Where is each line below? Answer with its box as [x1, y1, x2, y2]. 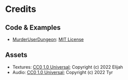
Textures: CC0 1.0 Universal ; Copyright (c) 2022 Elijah [12, 64, 124, 70]
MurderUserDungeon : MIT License [12, 36, 84, 42]
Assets [5, 51, 27, 59]
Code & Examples [5, 23, 61, 32]
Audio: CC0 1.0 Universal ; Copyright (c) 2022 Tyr [12, 69, 113, 75]
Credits [5, 3, 36, 15]
